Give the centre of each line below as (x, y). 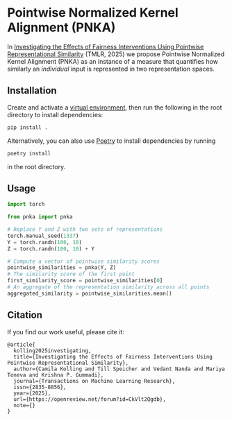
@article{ (22, 345)
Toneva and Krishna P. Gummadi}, (56, 375)
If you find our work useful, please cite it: (66, 332)
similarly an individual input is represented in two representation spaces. (111, 69)
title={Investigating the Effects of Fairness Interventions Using (113, 356)
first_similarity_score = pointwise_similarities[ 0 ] (85, 281)
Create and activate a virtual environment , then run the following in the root (115, 107)
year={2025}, (32, 393)
